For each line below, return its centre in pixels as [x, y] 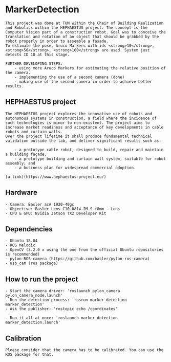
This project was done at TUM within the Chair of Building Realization [84, 23]
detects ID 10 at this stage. [38, 55]
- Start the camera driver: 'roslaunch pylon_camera [63, 291]
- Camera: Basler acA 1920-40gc [40, 204]
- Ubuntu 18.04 [22, 241]
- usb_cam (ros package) [32, 263]
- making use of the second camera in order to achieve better [83, 82]
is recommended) [23, 255]
